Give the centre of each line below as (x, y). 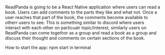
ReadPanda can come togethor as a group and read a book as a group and (81, 33)
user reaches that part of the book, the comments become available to (77, 17)
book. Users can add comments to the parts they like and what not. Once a (81, 12)
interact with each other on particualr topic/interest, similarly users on (76, 28)
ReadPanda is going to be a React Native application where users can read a (83, 7)
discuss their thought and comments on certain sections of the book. (75, 38)
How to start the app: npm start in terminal (48, 47)
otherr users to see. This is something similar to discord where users (75, 22)
